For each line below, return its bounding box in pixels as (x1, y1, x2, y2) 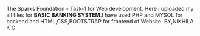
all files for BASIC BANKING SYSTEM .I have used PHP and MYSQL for (6, 11, 183, 19)
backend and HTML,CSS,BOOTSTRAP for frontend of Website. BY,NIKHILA (6, 18, 194, 25)
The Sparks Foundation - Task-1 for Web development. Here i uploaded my (6, 5, 194, 12)
